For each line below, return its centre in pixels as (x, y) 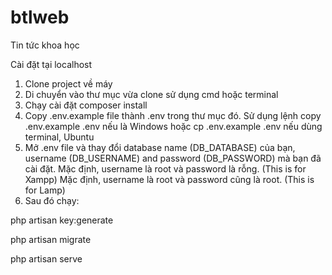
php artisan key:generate (62, 220)
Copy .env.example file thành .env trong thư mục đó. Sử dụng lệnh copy (173, 115)
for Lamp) (45, 190)
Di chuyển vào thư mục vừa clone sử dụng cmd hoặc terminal (151, 94)
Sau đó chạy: (52, 200)
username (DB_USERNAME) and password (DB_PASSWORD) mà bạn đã (173, 158)
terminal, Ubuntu (59, 137)
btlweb (40, 17)
